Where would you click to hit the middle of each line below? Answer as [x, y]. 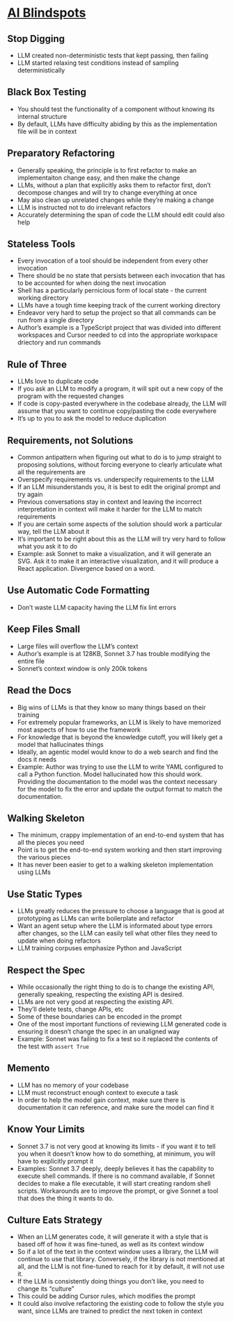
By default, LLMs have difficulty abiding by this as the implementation [117, 124]
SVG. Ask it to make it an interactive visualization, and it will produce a [118, 561]
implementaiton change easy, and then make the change [99, 177]
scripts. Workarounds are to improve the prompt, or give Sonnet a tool [118, 1191]
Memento [29, 1068]
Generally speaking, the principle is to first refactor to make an [107, 170]
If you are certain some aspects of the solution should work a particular [120, 524]
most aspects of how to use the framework [79, 729]
